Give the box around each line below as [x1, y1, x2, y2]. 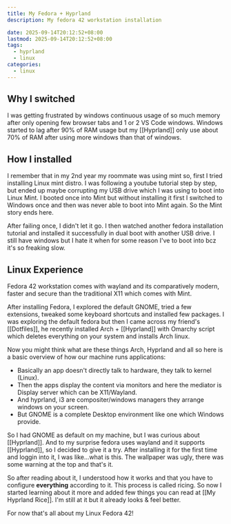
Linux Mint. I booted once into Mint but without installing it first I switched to [7, 194, 223, 202]
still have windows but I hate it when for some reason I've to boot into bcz [7, 236, 217, 245]
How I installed [7, 153, 72, 165]
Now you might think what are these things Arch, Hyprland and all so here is [7, 346, 223, 354]
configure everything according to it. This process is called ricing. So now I [7, 481, 222, 489]
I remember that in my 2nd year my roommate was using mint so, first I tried [7, 172, 223, 180]
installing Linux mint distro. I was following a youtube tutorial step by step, [7, 179, 217, 187]
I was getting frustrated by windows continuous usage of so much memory [7, 111, 221, 119]
